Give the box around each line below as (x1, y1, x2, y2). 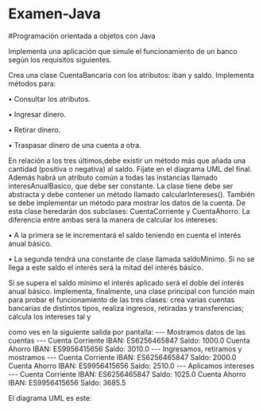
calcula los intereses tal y (8, 312, 91, 321)
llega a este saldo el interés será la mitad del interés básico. (8, 262, 204, 272)
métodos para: (8, 79, 56, 88)
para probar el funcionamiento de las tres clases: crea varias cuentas (8, 295, 235, 304)
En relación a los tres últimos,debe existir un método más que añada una (8, 156, 246, 165)
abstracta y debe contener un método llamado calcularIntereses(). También (8, 189, 256, 199)
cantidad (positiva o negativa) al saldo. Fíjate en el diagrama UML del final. (8, 164, 253, 173)
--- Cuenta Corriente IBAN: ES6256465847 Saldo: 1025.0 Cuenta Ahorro (8, 369, 246, 378)
